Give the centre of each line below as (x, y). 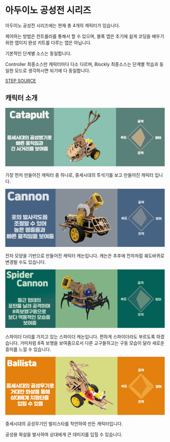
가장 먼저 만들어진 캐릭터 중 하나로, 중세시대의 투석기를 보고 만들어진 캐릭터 (79, 175)
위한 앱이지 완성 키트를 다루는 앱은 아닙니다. (49, 42)
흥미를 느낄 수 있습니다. (28, 349)
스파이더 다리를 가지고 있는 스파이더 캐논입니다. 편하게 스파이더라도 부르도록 (80, 336)
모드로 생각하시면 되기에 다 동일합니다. (52, 70)
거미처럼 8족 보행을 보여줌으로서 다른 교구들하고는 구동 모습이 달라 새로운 (92, 343)
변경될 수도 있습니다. (26, 262)
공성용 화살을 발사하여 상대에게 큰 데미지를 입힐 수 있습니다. (64, 434)
